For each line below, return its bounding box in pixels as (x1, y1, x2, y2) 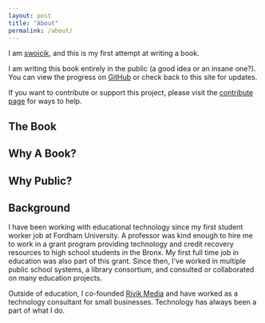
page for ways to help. (8, 97, 82, 106)
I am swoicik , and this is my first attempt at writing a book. (8, 49, 200, 58)
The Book (8, 119, 57, 133)
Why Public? (8, 173, 73, 188)
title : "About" (8, 19, 59, 27)
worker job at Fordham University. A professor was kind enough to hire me (8, 231, 253, 241)
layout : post (8, 11, 52, 20)
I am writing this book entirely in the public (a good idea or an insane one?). (8, 64, 256, 74)
